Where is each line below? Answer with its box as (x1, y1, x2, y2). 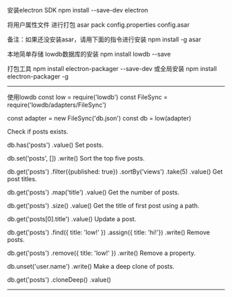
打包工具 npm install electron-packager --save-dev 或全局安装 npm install (7, 65, 217, 72)
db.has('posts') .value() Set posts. (7, 141, 104, 149)
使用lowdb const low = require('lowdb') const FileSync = (7, 93, 168, 101)
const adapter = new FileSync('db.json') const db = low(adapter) (7, 114, 192, 122)
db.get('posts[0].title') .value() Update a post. (7, 215, 137, 223)
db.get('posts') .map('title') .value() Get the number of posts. (7, 188, 180, 196)
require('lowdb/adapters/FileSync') (7, 101, 107, 109)
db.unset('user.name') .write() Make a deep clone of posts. (7, 263, 175, 270)
